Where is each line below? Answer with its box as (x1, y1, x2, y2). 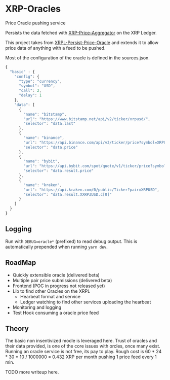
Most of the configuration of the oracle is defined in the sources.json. (5, 54, 150, 61)
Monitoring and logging (12, 304, 62, 310)
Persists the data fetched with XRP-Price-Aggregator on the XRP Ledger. (5, 29, 157, 36)
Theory (5, 324, 29, 333)
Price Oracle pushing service (5, 20, 66, 26)
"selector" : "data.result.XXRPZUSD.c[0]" (23, 192, 112, 197)
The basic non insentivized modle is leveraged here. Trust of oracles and (5, 338, 157, 344)
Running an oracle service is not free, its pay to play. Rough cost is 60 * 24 (5, 349, 162, 355)
